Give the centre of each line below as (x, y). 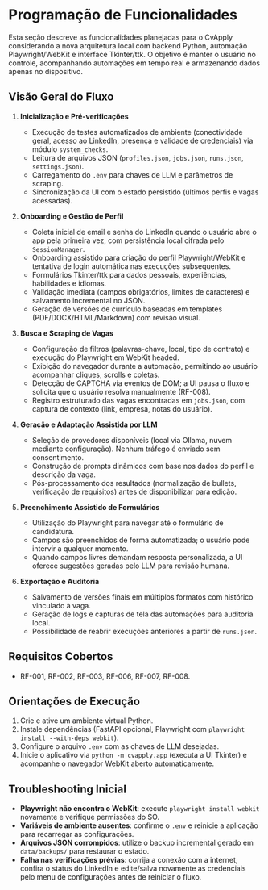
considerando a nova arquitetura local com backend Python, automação (128, 45)
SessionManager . (58, 249)
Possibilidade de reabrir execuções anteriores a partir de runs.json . (144, 631)
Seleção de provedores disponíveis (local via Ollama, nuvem (132, 440)
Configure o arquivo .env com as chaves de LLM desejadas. (120, 746)
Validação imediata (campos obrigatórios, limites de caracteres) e (141, 291)
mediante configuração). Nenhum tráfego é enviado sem (126, 449)
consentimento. (58, 457)
